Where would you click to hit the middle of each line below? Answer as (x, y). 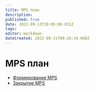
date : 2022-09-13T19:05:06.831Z (39, 24)
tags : (11, 29)
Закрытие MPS (29, 83)
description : (19, 15)
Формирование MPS (35, 77)
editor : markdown (24, 34)
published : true (22, 19)
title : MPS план (22, 10)
